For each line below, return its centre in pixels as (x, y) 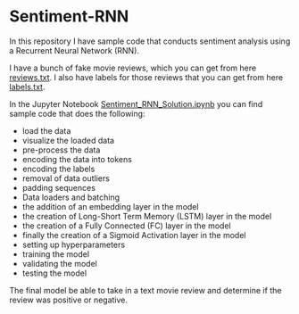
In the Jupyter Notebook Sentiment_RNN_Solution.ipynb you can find (136, 103)
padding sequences (59, 187)
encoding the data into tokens (77, 159)
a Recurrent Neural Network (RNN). (75, 50)
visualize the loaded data (68, 140)
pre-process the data (61, 150)
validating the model (60, 263)
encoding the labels (58, 169)
